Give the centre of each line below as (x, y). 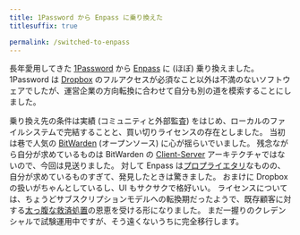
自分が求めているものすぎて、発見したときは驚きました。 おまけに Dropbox (149, 177)
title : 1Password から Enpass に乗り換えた (86, 17)
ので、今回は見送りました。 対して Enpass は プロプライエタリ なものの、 (151, 165)
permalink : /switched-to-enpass (69, 42)
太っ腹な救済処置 (56, 210)
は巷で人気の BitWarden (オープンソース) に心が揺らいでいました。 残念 (141, 143)
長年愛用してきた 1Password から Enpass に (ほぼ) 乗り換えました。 (134, 69)
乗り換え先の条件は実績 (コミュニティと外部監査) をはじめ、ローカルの (140, 121)
